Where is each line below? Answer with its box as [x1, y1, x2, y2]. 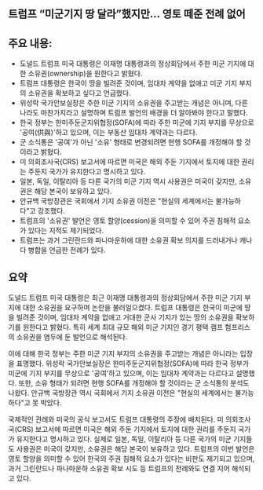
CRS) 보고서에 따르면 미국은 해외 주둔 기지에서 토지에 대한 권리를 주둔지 [16, 425, 237, 434]
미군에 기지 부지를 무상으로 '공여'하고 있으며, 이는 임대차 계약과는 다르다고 [8, 368, 235, 378]
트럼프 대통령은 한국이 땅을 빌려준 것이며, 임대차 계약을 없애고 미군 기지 [19, 79, 238, 88]
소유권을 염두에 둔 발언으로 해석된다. [16, 332, 128, 342]
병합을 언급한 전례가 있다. [27, 246, 106, 255]
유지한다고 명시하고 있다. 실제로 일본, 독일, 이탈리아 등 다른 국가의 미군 [16, 434, 232, 444]
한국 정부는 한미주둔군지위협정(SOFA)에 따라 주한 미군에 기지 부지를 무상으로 [19, 118, 255, 127]
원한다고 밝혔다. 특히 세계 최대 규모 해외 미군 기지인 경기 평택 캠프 [22, 323, 224, 332]
